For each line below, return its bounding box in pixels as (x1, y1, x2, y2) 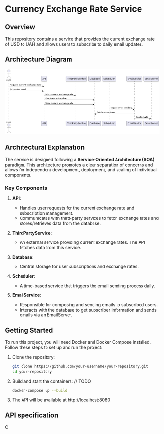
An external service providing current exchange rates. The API (19, 240, 145, 245)
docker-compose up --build (12, 388, 68, 393)
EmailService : (12, 292, 42, 298)
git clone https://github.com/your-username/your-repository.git (12, 364, 148, 369)
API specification (5, 411, 59, 419)
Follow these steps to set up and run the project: (5, 344, 103, 350)
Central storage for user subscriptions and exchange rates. (19, 264, 139, 270)
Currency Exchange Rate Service (5, 3, 142, 15)
